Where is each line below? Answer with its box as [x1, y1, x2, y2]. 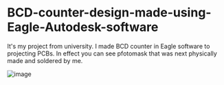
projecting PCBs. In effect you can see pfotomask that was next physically [7, 49, 218, 58]
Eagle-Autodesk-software [7, 19, 159, 35]
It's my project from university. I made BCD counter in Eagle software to [7, 42, 210, 50]
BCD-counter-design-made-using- [7, 5, 212, 21]
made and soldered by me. [7, 56, 83, 64]
